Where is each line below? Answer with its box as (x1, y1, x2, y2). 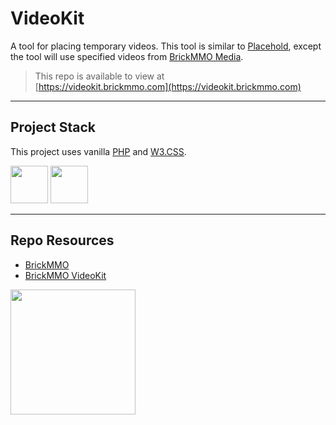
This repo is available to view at (34, 70, 165, 82)
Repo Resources (10, 232, 115, 249)
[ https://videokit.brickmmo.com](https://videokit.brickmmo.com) (34, 80, 302, 92)
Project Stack (10, 119, 97, 136)
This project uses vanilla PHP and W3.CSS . (10, 145, 187, 157)
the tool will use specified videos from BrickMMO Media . (10, 50, 244, 62)
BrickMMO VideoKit (24, 269, 107, 281)
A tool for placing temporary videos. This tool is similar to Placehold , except (10, 40, 322, 52)
